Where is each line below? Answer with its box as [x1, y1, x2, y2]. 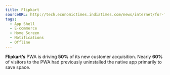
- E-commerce [10, 26, 37, 31]
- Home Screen [10, 30, 39, 35]
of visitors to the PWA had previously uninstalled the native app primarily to [5, 58, 162, 65]
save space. [5, 64, 30, 70]
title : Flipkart [5, 7, 39, 12]
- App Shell [10, 21, 35, 26]
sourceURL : [5, 12, 28, 17]
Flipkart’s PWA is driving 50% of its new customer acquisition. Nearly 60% [5, 53, 163, 59]
